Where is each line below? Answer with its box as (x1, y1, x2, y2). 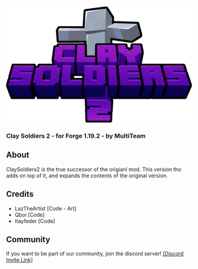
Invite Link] (6, 257, 33, 264)
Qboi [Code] (14, 211, 45, 218)
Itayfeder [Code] (14, 217, 55, 225)
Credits (6, 189, 34, 199)
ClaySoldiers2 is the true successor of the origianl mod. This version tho (6, 166, 181, 173)
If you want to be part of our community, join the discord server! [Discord (6, 250, 184, 257)
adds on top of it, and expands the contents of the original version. (6, 172, 168, 179)
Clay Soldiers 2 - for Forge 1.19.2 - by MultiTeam (6, 131, 146, 140)
